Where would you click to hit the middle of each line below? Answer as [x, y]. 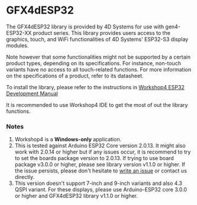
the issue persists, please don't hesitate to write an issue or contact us [101, 171]
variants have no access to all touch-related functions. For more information [99, 69]
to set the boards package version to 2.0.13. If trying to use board [94, 158]
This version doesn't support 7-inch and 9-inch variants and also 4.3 [98, 183]
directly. [25, 177]
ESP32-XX [19, 32]
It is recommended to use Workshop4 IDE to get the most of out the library [97, 105]
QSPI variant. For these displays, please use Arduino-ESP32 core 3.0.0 [101, 190]
